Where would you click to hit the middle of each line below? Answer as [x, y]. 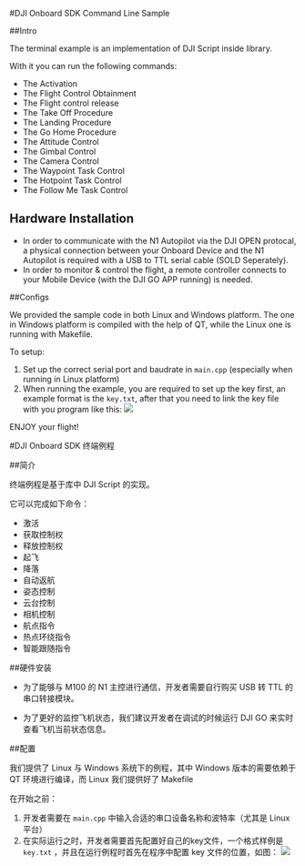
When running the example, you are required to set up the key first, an [154, 388]
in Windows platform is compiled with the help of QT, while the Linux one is [150, 324]
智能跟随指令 [46, 648]
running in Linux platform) [71, 379]
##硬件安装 [30, 667]
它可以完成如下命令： [49, 504]
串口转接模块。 [51, 698]
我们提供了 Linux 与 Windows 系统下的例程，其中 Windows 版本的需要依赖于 [153, 768]
